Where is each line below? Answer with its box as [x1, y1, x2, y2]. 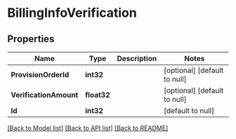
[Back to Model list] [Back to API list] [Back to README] [7, 124, 169, 132]
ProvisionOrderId [11, 70, 70, 79]
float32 [85, 90, 110, 100]
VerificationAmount [11, 90, 79, 100]
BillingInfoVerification [7, 5, 137, 21]
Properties [7, 33, 55, 45]
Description [117, 54, 157, 63]
